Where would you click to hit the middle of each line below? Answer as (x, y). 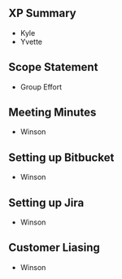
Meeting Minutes (52, 113)
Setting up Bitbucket (61, 157)
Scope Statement (53, 67)
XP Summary (42, 13)
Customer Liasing (54, 248)
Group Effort (41, 87)
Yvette (31, 41)
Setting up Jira (46, 203)
